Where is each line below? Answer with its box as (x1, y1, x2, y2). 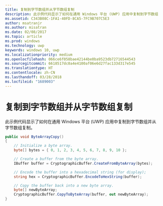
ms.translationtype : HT (5, 66, 53, 71)
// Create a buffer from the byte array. (14, 157, 98, 161)
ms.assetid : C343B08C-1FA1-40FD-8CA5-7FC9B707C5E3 (5, 16, 110, 21)
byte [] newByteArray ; (14, 188, 57, 192)
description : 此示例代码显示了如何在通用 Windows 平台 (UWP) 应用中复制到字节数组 (5, 12, 159, 16)
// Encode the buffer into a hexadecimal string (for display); (14, 170, 147, 174)
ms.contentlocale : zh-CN (5, 70, 55, 75)
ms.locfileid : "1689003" (5, 79, 55, 84)
